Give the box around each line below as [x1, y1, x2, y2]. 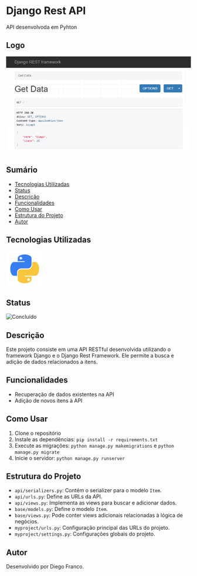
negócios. [14, 518, 39, 525]
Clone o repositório [14, 430, 62, 437]
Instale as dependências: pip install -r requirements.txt [14, 435, 158, 443]
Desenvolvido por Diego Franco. [6, 563, 84, 570]
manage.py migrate [14, 449, 60, 455]
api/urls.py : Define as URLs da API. [14, 493, 103, 500]
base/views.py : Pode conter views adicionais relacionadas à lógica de [14, 512, 184, 519]
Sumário [6, 165, 38, 175]
